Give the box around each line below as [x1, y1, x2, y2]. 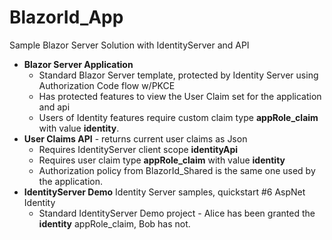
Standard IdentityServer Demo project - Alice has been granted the [38, 207, 316, 219]
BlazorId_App [9, 6, 124, 29]
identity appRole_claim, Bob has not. [38, 217, 191, 230]
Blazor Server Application [23, 58, 134, 70]
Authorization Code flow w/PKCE [38, 79, 176, 91]
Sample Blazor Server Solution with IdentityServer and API [9, 39, 250, 51]
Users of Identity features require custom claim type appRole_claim [38, 111, 319, 123]
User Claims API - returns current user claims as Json [23, 132, 248, 145]
